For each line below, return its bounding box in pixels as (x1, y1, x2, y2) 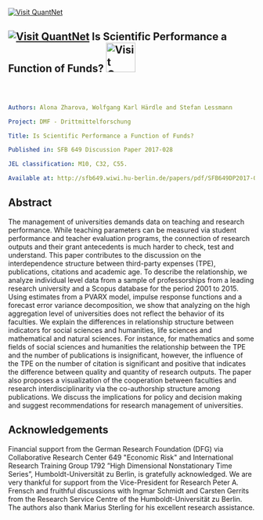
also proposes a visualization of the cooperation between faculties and (8, 375, 237, 385)
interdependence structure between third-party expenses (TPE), (8, 258, 216, 268)
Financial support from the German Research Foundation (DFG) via (8, 444, 224, 453)
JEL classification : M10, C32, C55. (8, 160, 128, 168)
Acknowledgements (8, 423, 109, 437)
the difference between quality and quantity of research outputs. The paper (8, 367, 252, 376)
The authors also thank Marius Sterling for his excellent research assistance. (8, 503, 255, 512)
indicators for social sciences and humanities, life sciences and (8, 325, 213, 335)
